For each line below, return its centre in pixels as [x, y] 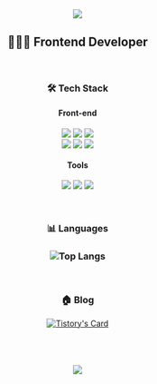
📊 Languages [78, 229]
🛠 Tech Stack [78, 88]
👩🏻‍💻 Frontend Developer [78, 42]
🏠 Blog [78, 300]
